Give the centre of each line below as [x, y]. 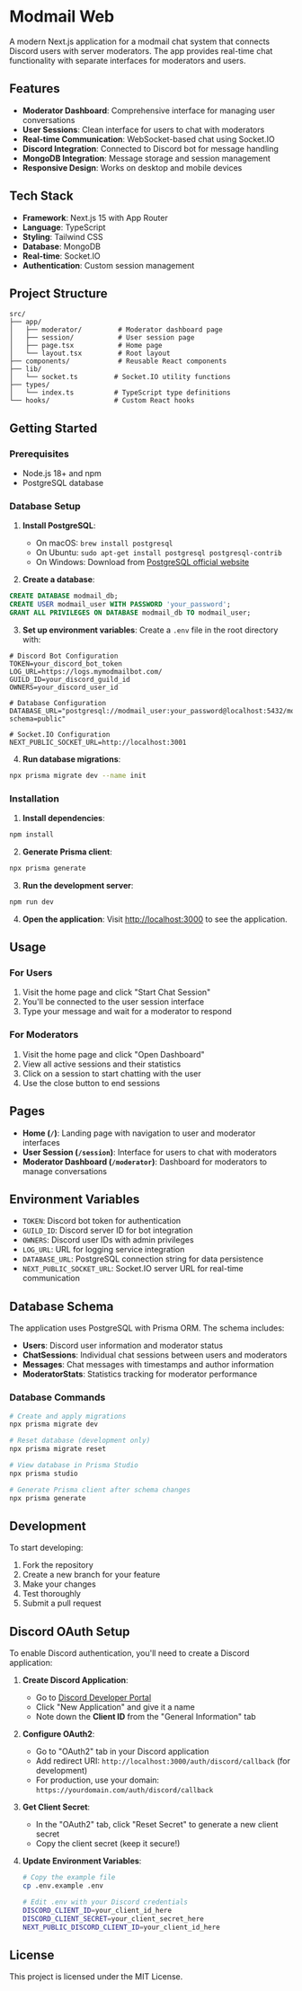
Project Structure [58, 293]
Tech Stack [41, 196]
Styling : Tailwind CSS [62, 236]
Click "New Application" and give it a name [115, 1707]
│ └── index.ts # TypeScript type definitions [120, 393]
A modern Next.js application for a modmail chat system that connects [140, 41]
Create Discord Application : [75, 1680]
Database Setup [45, 506]
